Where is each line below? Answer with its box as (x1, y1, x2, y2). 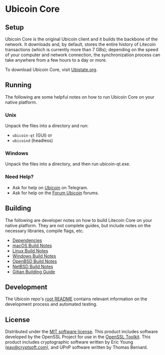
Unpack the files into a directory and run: (5, 123, 89, 129)
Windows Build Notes (12, 253, 56, 259)
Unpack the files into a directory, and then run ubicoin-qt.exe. (5, 161, 131, 167)
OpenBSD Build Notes (12, 258, 57, 264)
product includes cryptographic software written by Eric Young (5, 339, 133, 345)
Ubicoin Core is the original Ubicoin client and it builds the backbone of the (5, 36, 158, 42)
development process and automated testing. (5, 301, 98, 307)
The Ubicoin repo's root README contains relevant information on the (5, 296, 147, 302)
